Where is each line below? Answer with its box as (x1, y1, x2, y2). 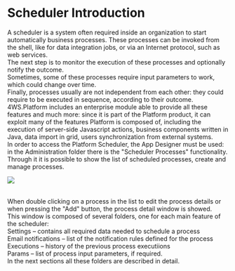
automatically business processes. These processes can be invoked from (7, 35, 220, 44)
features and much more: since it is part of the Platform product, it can (7, 110, 211, 119)
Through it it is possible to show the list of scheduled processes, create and (7, 154, 227, 163)
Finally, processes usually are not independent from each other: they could (7, 88, 224, 96)
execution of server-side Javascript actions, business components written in (7, 125, 229, 133)
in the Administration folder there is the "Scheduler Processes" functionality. (7, 147, 228, 156)
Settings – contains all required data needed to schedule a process (7, 227, 201, 235)
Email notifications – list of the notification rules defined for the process (7, 234, 214, 243)
